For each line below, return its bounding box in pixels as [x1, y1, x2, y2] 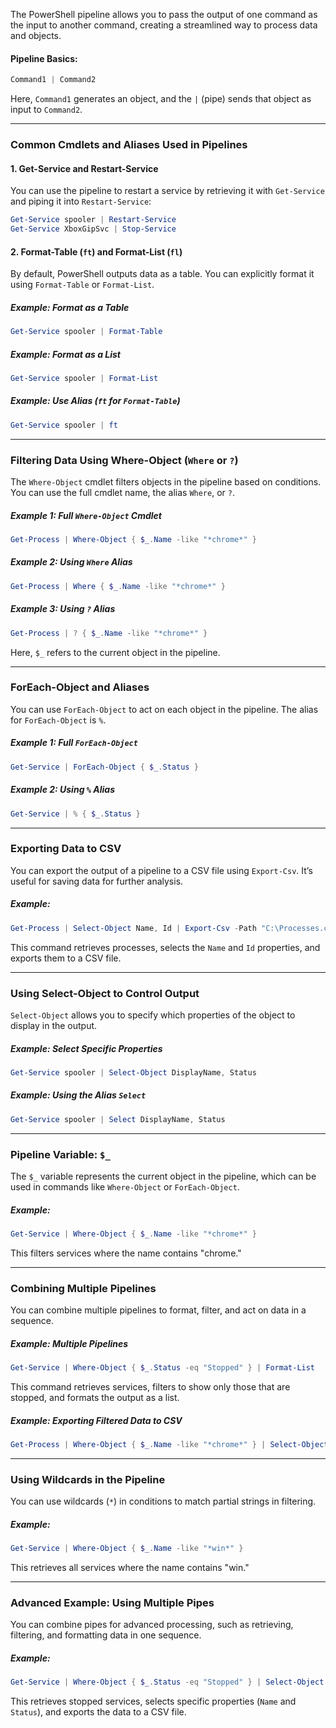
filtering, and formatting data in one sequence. [10, 1629, 202, 1641]
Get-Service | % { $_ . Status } [10, 809, 141, 819]
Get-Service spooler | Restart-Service [10, 215, 177, 225]
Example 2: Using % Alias [10, 784, 115, 796]
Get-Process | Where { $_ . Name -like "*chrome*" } [10, 581, 226, 591]
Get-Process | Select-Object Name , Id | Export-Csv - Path [10, 923, 257, 933]
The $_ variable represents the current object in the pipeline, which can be [10, 1170, 317, 1182]
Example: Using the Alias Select [10, 1089, 147, 1101]
